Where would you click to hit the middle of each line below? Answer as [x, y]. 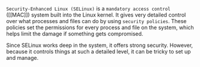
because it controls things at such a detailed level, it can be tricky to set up [99, 52]
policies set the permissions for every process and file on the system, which [100, 27]
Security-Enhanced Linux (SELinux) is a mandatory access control [88, 9]
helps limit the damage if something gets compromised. [75, 34]
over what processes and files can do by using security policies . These [96, 21]
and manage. [22, 58]
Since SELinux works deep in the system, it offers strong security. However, [100, 45]
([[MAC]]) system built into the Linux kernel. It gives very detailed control [96, 15]
